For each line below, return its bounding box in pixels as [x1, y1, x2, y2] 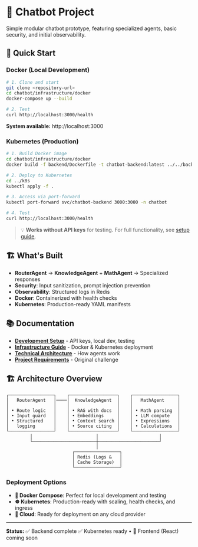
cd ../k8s [6, 178, 31, 184]
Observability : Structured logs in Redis [14, 288, 110, 295]
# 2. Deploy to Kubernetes [6, 172, 72, 178]
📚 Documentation [6, 319, 75, 329]
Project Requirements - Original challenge [14, 356, 119, 363]
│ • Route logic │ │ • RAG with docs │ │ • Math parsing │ [6, 408, 181, 414]
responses [14, 276, 41, 283]
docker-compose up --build [6, 96, 72, 102]
